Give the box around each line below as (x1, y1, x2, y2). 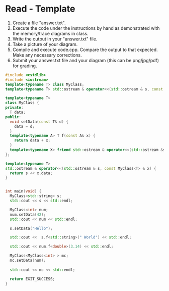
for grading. (12, 63, 37, 69)
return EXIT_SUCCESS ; (10, 276, 55, 281)
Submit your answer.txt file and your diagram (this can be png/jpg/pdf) (12, 57, 159, 63)
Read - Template (5, 3, 75, 15)
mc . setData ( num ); (10, 258, 46, 263)
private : (5, 105, 24, 110)
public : (5, 114, 22, 119)
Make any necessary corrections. (12, 52, 82, 58)
